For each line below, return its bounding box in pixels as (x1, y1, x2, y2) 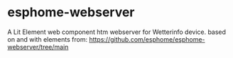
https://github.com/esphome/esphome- (88, 35, 205, 43)
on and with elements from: (7, 35, 87, 43)
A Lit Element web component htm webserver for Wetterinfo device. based (7, 28, 226, 36)
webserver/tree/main (7, 42, 69, 51)
